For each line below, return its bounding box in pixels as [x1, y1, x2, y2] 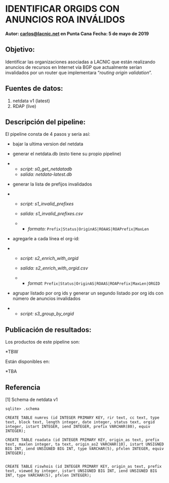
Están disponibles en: [5, 358, 50, 365]
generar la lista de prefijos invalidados [12, 181, 92, 188]
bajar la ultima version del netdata [12, 141, 83, 147]
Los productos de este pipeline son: [5, 339, 80, 345]
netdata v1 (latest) [12, 97, 51, 104]
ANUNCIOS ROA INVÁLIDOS [5, 14, 125, 25]
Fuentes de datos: [5, 84, 63, 93]
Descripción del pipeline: [5, 118, 86, 126]
